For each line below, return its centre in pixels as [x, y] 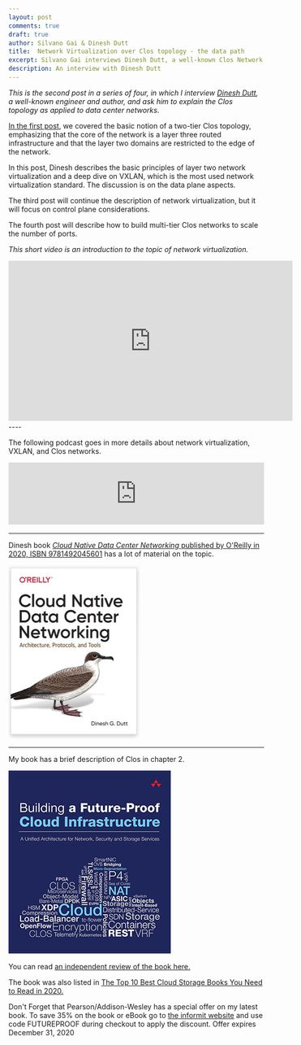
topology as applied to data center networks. [84, 110]
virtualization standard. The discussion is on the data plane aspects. [122, 185]
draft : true [28, 34]
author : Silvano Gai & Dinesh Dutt [69, 43]
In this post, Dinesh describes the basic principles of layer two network [127, 168]
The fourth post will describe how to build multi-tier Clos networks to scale [133, 224]
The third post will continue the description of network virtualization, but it [132, 200]
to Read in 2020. [36, 991]
